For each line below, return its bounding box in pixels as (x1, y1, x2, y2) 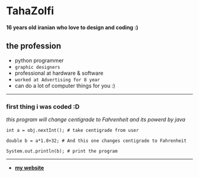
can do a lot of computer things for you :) (14, 82, 115, 89)
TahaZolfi (6, 4, 54, 18)
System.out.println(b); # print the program (6, 148, 118, 154)
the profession (6, 41, 62, 51)
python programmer (14, 56, 64, 64)
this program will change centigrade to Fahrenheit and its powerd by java (6, 116, 185, 123)
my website (14, 165, 44, 172)
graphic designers (14, 64, 60, 70)
